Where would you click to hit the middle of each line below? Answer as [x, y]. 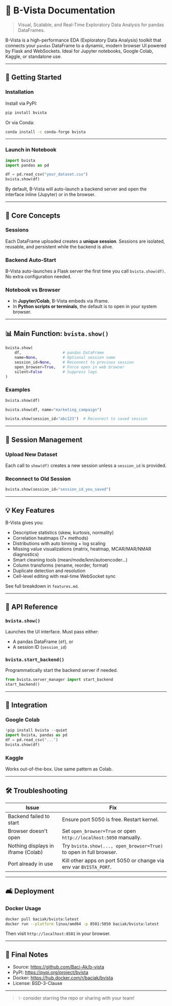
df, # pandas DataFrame [59, 353]
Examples [18, 390]
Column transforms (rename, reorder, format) [60, 565]
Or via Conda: [20, 122]
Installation [20, 92]
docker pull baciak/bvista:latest [42, 919]
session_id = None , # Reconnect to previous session [74, 362]
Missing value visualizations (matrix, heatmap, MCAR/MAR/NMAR [82, 549]
